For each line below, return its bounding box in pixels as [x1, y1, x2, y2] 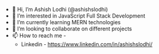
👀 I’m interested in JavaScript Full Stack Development [11, 12, 146, 19]
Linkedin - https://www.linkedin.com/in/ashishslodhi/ [21, 41, 153, 48]
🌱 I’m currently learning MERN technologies [11, 19, 121, 25]
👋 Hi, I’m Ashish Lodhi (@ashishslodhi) [11, 6, 108, 13]
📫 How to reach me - [11, 32, 67, 39]
